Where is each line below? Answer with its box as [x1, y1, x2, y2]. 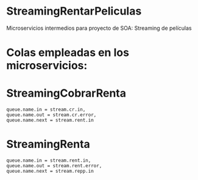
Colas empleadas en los [6, 46, 130, 60]
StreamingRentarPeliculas [6, 4, 142, 18]
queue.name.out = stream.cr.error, [6, 112, 97, 118]
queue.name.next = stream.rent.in [6, 117, 94, 123]
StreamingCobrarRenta [6, 86, 127, 100]
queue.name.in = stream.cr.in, [6, 106, 86, 113]
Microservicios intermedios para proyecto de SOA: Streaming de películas [6, 24, 192, 32]
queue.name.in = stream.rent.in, [6, 157, 91, 164]
